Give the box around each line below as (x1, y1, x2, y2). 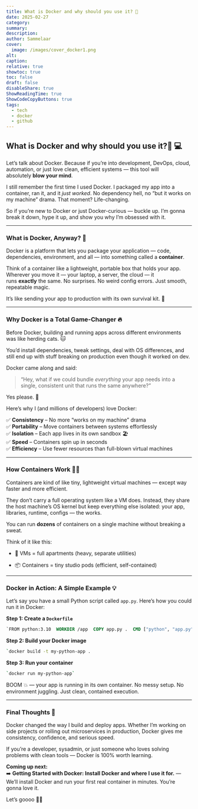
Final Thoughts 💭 (6, 708, 56, 716)
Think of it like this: (6, 538, 52, 545)
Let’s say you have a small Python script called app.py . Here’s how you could (6, 597, 192, 604)
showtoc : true (6, 69, 41, 75)
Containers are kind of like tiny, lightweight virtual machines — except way (6, 479, 187, 486)
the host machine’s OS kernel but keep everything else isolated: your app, (6, 502, 185, 510)
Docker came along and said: (6, 364, 77, 371)
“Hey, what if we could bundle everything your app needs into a (20, 376, 176, 383)
